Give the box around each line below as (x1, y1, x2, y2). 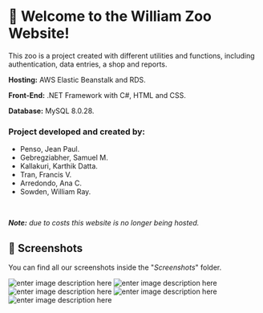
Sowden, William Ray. (19, 187, 91, 197)
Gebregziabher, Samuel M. (19, 152, 108, 163)
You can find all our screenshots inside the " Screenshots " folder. (8, 262, 222, 272)
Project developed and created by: (8, 126, 146, 137)
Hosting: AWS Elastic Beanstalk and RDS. (8, 75, 146, 84)
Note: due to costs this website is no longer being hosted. (8, 218, 200, 228)
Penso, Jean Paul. (19, 144, 80, 154)
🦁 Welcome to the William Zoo (8, 7, 212, 26)
